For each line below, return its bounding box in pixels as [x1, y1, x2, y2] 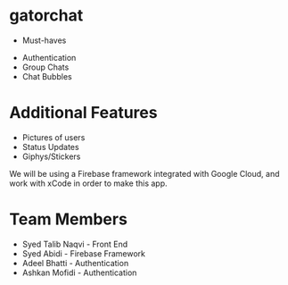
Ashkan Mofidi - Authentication [21, 267, 137, 278]
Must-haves [21, 35, 67, 46]
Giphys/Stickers [21, 151, 81, 162]
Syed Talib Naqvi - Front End [21, 239, 128, 249]
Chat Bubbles [21, 71, 73, 81]
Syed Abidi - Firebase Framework [21, 247, 145, 259]
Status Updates [21, 141, 79, 152]
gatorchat [9, 5, 84, 26]
